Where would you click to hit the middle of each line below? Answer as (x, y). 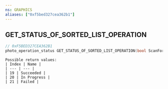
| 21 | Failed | (22, 82)
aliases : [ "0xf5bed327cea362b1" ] (40, 14)
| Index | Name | (23, 64)
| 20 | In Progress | (28, 77)
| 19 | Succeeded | (25, 73)
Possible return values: (31, 60)
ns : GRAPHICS (19, 10)
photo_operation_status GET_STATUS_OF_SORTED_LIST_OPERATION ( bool (76, 51)
